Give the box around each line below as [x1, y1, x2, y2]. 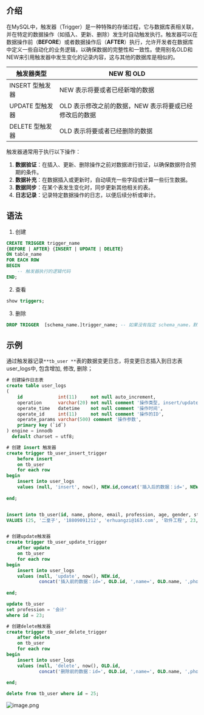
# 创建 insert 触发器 [6, 444, 56, 451]
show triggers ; [6, 298, 45, 304]
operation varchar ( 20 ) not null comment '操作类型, [17, 400, 161, 406]
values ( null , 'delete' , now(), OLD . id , [17, 663, 121, 669]
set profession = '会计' [6, 606, 67, 612]
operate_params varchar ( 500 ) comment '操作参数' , [17, 417, 141, 423]
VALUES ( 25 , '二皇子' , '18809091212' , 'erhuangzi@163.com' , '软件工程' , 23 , [6, 517, 199, 524]
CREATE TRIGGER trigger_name [6, 240, 80, 246]
